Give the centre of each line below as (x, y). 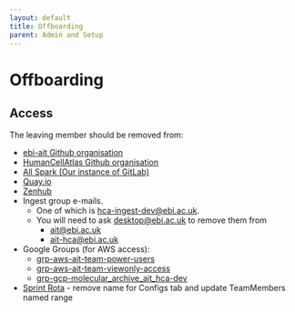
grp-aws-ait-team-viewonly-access (103, 268)
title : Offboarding (46, 26)
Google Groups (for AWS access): (86, 249)
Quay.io (37, 182)
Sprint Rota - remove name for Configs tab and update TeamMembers (154, 288)
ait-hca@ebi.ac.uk (84, 240)
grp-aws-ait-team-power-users (95, 259)
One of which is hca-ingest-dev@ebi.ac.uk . (118, 211)
